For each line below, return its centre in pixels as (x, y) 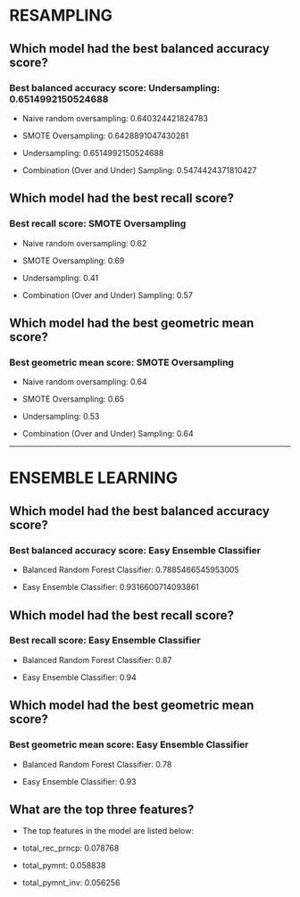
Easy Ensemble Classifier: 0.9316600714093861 (110, 587)
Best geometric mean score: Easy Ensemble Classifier (129, 744)
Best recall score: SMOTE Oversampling (98, 224)
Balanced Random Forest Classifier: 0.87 (97, 660)
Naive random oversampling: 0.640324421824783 (115, 118)
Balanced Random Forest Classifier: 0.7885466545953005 (130, 570)
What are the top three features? (102, 809)
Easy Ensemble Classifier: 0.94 (79, 677)
